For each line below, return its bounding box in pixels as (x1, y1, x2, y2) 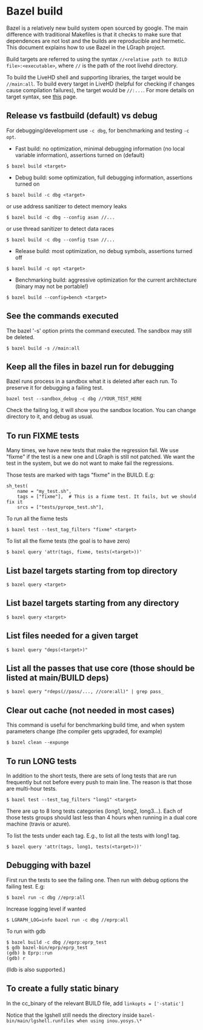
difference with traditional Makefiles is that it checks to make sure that (6, 30, 182, 38)
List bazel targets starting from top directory (6, 566, 178, 576)
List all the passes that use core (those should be (6, 663, 195, 674)
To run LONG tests (6, 756, 77, 766)
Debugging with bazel (6, 860, 91, 870)
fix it (6, 499, 23, 505)
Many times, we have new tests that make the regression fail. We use (6, 447, 179, 454)
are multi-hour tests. (6, 785, 58, 793)
